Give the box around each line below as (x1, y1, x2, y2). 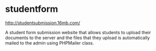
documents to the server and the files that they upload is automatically (5, 35, 150, 41)
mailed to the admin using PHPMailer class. (5, 40, 94, 46)
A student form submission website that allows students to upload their (5, 29, 151, 35)
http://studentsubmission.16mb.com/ (5, 20, 81, 26)
